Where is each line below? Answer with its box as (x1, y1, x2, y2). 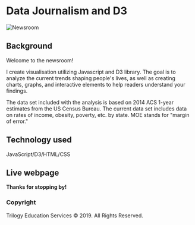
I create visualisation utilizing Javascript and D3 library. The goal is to (6, 68, 177, 75)
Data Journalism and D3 (6, 4, 128, 18)
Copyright (6, 198, 36, 207)
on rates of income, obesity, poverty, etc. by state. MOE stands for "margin (6, 111, 190, 118)
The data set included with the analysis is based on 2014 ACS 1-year (6, 99, 174, 106)
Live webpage (6, 167, 59, 178)
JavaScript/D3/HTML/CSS (6, 150, 71, 158)
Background (6, 41, 52, 51)
